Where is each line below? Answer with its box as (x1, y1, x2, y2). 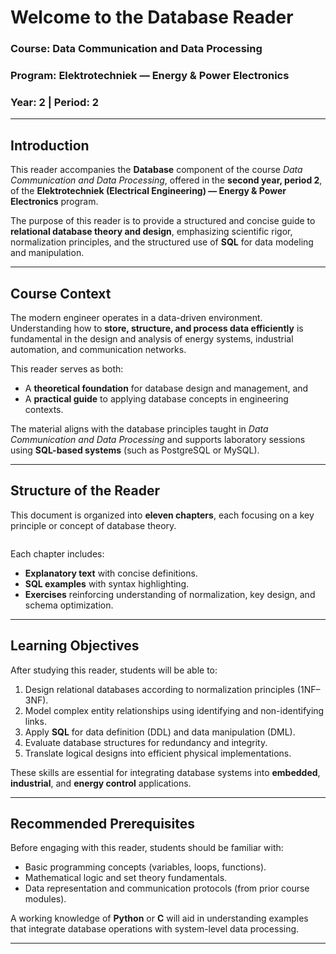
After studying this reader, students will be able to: (10, 664, 218, 676)
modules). (24, 893, 67, 905)
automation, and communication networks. (10, 343, 187, 355)
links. (24, 715, 47, 727)
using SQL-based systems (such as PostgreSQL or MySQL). (10, 444, 260, 456)
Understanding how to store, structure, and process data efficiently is (10, 322, 304, 334)
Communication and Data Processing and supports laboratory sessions (10, 433, 306, 445)
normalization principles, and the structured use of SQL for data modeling (10, 236, 314, 248)
